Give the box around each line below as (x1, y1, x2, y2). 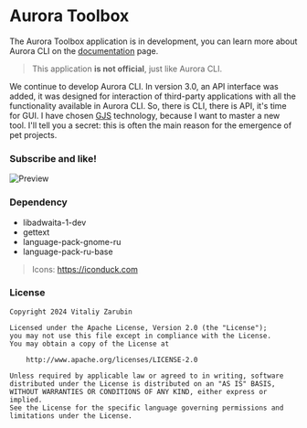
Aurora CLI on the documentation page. (9, 45, 159, 56)
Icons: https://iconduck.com (31, 263, 139, 274)
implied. (9, 395, 43, 404)
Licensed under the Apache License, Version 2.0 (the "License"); (9, 323, 268, 332)
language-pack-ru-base (22, 246, 113, 257)
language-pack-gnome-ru (22, 236, 122, 247)
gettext (22, 226, 50, 238)
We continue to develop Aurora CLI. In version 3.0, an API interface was (9, 80, 279, 91)
